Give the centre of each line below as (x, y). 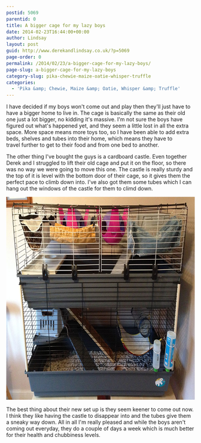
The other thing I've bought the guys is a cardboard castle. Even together (97, 157)
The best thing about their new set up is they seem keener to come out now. (100, 409)
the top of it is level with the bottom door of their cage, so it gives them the (98, 176)
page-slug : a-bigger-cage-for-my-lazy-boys (61, 70)
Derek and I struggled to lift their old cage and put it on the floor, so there (96, 163)
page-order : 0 (24, 57)
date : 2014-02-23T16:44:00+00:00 (48, 32)
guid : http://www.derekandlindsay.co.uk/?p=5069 (68, 51)
